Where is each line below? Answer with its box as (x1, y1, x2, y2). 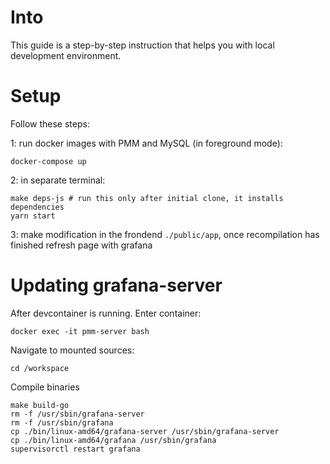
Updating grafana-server (10, 274, 223, 297)
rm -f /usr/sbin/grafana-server (10, 409, 145, 419)
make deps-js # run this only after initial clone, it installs (10, 193, 284, 203)
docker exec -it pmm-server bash (10, 326, 150, 336)
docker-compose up (10, 156, 87, 166)
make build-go (10, 400, 70, 410)
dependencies (10, 202, 65, 212)
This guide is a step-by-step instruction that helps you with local (10, 39, 275, 51)
